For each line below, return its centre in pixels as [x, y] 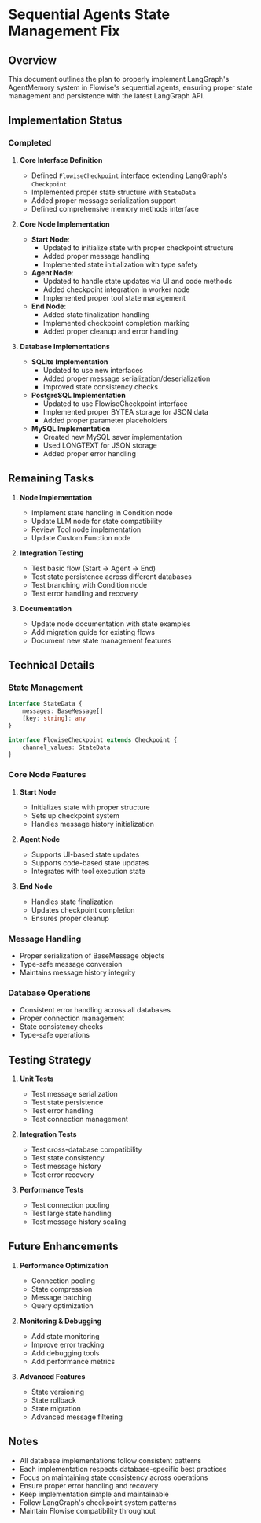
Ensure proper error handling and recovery [89, 1485]
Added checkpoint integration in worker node [116, 289]
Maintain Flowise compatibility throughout [87, 1510]
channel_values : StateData [66, 747]
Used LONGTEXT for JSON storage [100, 445]
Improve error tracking [68, 1344]
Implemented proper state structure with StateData [114, 192]
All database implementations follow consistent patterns [110, 1460]
